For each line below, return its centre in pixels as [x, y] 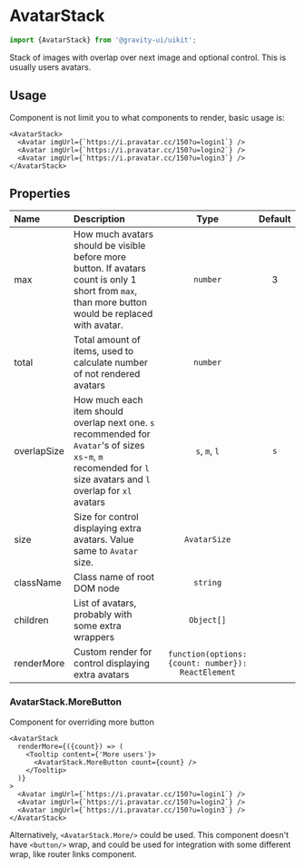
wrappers [94, 637]
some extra [98, 626]
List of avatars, [105, 603]
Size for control [106, 517]
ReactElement [207, 672]
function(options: [207, 654]
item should [99, 411]
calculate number [111, 362]
